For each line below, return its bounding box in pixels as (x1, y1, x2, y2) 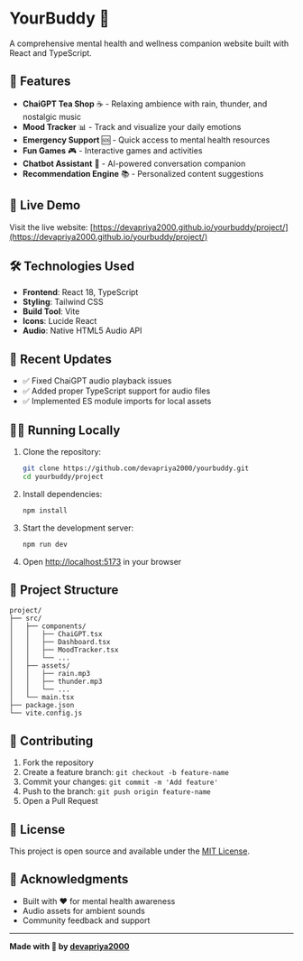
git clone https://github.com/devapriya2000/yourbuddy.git (22, 464, 250, 473)
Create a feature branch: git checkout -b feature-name (22, 767, 230, 778)
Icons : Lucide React (22, 316, 97, 327)
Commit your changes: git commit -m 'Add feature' (22, 776, 219, 788)
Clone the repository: (22, 447, 102, 457)
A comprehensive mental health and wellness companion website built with (9, 38, 289, 49)
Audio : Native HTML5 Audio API (22, 325, 142, 337)
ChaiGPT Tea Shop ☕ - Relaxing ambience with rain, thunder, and (22, 98, 268, 109)
